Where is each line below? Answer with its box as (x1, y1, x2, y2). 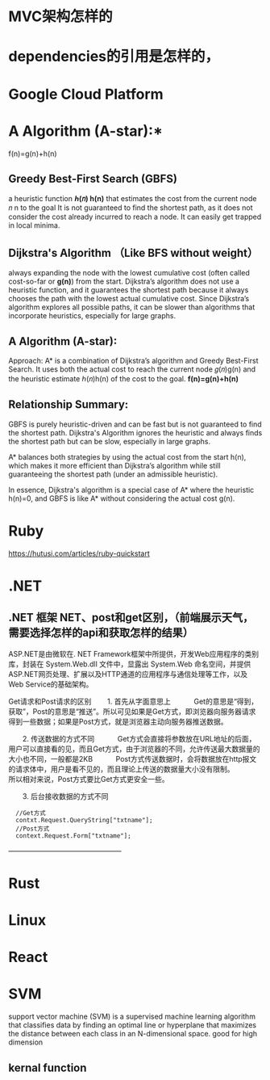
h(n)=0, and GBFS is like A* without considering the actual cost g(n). (8, 494, 235, 503)
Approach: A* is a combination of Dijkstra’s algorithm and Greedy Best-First (8, 355, 259, 365)
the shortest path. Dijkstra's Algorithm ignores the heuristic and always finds (8, 427, 263, 437)
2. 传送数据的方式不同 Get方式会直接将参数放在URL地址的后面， (23, 733, 256, 743)
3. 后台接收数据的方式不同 (23, 791, 109, 801)
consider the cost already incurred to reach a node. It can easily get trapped (8, 212, 262, 222)
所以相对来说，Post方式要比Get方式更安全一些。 (8, 774, 169, 784)
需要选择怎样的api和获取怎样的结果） (8, 626, 194, 640)
